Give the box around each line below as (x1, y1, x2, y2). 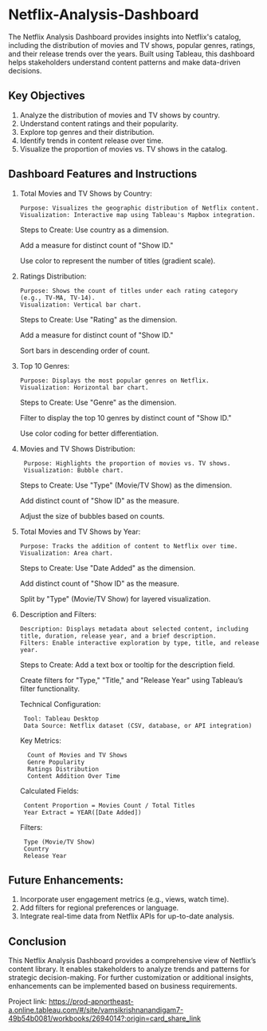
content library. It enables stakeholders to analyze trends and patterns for (8, 964, 249, 974)
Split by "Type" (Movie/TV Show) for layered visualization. (19, 594, 211, 603)
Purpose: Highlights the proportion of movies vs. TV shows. (23, 459, 231, 468)
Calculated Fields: (19, 786, 80, 796)
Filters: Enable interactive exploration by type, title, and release (19, 638, 260, 647)
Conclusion (8, 934, 67, 948)
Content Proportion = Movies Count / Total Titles (23, 801, 195, 809)
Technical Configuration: (19, 699, 101, 709)
